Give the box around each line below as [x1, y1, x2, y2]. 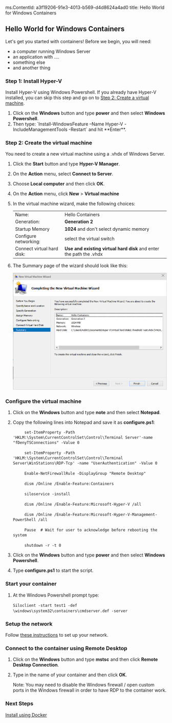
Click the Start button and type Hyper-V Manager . [12, 161, 120, 167]
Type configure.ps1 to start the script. [12, 567, 94, 573]
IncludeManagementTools [12, 126, 68, 133]
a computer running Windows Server [12, 48, 91, 54]
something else [12, 59, 46, 65]
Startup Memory [15, 226, 50, 232]
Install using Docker [5, 712, 47, 718]
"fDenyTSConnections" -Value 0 [12, 440, 80, 446]
